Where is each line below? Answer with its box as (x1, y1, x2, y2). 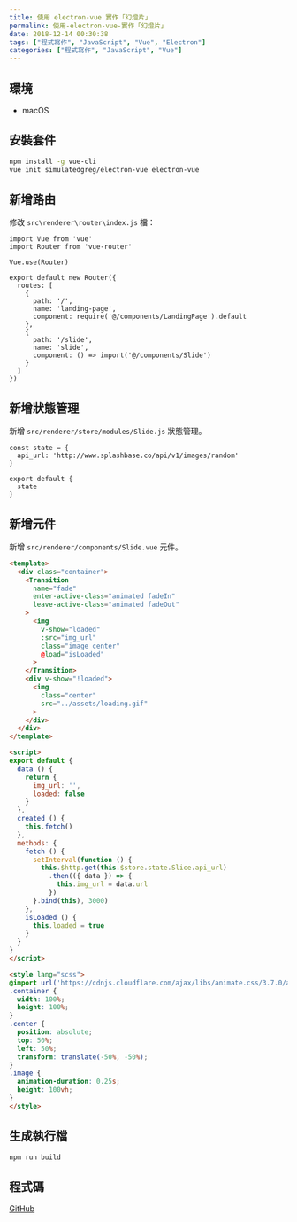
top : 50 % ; (17, 1036, 53, 1045)
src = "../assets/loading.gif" (41, 699, 148, 708)
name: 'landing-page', (32, 305, 117, 314)
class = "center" (41, 690, 97, 700)
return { (25, 773, 57, 782)
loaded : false (32, 790, 86, 798)
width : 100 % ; (17, 994, 65, 1004)
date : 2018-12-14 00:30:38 (9, 29, 109, 38)
